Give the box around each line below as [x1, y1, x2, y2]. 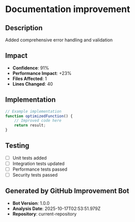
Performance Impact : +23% [12, 70, 72, 76]
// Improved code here [14, 118, 62, 123]
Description [5, 24, 43, 32]
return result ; [14, 123, 46, 128]
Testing [5, 141, 30, 150]
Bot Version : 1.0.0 [12, 200, 50, 206]
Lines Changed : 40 [12, 81, 53, 87]
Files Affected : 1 [12, 76, 47, 82]
